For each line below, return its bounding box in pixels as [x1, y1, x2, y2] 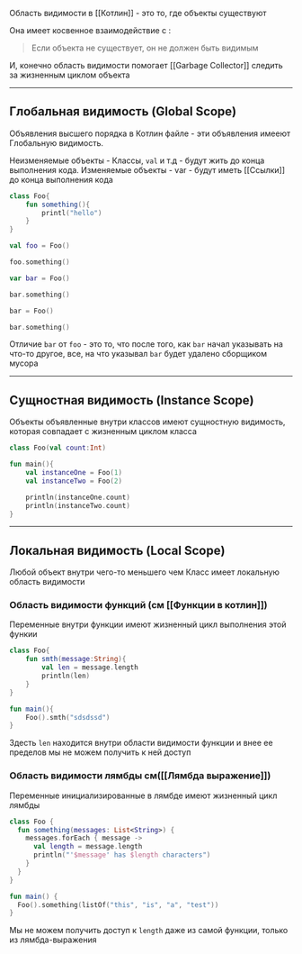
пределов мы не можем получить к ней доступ [9, 747, 191, 758]
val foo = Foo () [9, 241, 70, 250]
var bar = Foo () [9, 274, 70, 283]
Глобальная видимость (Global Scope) [9, 104, 237, 120]
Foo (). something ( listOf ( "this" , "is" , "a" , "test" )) [17, 900, 219, 909]
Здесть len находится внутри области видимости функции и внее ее [9, 738, 273, 749]
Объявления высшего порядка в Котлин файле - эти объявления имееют [9, 128, 290, 139]
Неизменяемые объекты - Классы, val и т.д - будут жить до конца [9, 155, 265, 166]
